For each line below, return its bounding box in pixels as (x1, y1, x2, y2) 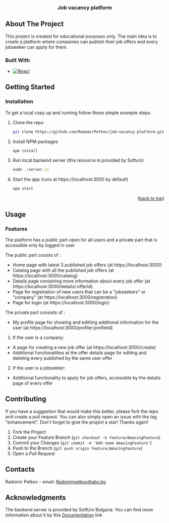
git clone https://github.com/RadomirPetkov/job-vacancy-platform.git (12, 129, 164, 134)
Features (5, 225, 28, 232)
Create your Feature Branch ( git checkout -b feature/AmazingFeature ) (12, 434, 161, 440)
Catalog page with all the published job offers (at (12, 267, 115, 273)
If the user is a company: (12, 334, 65, 340)
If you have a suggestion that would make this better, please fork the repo (5, 408, 158, 414)
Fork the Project (12, 429, 46, 435)
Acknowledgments (5, 493, 67, 502)
